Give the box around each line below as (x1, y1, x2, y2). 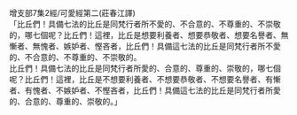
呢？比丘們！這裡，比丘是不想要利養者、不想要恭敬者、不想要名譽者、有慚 (9, 74, 281, 84)
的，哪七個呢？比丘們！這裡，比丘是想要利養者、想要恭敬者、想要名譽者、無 (9, 30, 289, 40)
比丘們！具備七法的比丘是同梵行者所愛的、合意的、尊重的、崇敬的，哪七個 (9, 63, 281, 73)
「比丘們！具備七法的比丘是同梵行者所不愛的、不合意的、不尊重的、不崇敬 (9, 19, 281, 29)
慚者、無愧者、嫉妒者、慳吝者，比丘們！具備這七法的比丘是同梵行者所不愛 (9, 41, 281, 51)
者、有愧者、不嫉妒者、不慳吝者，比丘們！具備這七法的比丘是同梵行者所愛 (9, 85, 281, 96)
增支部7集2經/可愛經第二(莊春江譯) (9, 8, 136, 18)
